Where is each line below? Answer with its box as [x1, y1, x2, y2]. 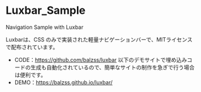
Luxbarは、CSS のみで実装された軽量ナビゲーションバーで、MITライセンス [5, 35, 193, 43]
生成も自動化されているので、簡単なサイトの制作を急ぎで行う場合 [30, 64, 195, 71]
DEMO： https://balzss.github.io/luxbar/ [14, 79, 113, 86]
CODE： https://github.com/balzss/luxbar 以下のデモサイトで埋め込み [14, 56, 187, 63]
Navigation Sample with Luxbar [5, 23, 84, 31]
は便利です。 [14, 71, 47, 78]
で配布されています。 [5, 43, 59, 51]
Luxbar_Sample [5, 4, 86, 17]
